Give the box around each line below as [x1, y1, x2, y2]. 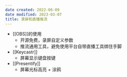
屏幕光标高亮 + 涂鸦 [20, 66, 61, 72]
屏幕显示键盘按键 [20, 55, 56, 61]
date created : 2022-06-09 [5, 7, 59, 12]
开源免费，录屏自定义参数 [20, 37, 74, 43]
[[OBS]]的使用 [12, 31, 42, 37]
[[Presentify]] [12, 60, 41, 66]
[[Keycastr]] [12, 49, 38, 55]
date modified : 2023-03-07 [5, 12, 62, 17]
